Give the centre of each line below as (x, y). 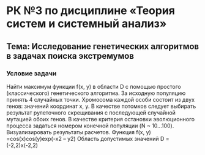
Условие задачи (32, 73)
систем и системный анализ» (87, 24)
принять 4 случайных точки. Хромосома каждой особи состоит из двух (100, 99)
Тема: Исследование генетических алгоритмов (103, 46)
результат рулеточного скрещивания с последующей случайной (91, 112)
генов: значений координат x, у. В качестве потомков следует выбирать (101, 106)
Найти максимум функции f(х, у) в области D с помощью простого (94, 86)
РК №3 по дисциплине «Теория (91, 11)
